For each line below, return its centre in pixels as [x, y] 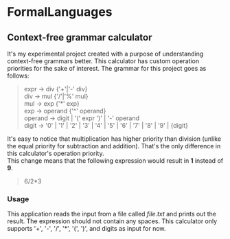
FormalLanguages [60, 12]
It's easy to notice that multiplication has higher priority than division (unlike [114, 139]
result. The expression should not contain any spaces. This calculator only [112, 221]
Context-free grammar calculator [80, 37]
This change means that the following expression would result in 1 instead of [115, 161]
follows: [18, 76]
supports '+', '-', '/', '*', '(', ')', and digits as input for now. [87, 229]
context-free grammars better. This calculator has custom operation [103, 61]
